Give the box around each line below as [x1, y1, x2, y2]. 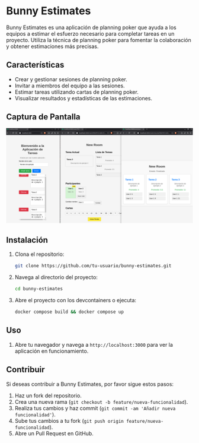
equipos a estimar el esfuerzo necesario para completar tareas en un [6, 30, 175, 37]
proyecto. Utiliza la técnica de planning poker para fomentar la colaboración [6, 36, 191, 43]
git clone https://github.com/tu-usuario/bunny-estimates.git [14, 263, 172, 269]
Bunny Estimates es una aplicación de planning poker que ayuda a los [6, 24, 176, 31]
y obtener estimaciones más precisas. [6, 43, 99, 50]
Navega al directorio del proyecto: [14, 274, 98, 281]
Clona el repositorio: [14, 251, 65, 258]
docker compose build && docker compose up [14, 309, 124, 315]
